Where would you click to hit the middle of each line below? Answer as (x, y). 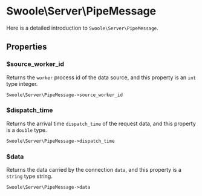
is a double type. (27, 130)
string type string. (29, 176)
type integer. (22, 83)
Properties (27, 47)
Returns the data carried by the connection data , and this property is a (94, 169)
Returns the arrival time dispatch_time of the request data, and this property (101, 123)
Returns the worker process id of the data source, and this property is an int (101, 77)
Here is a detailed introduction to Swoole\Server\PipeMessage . (82, 28)
